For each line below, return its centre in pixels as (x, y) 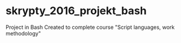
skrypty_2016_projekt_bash (76, 11)
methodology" (23, 33)
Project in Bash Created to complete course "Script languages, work (90, 27)
